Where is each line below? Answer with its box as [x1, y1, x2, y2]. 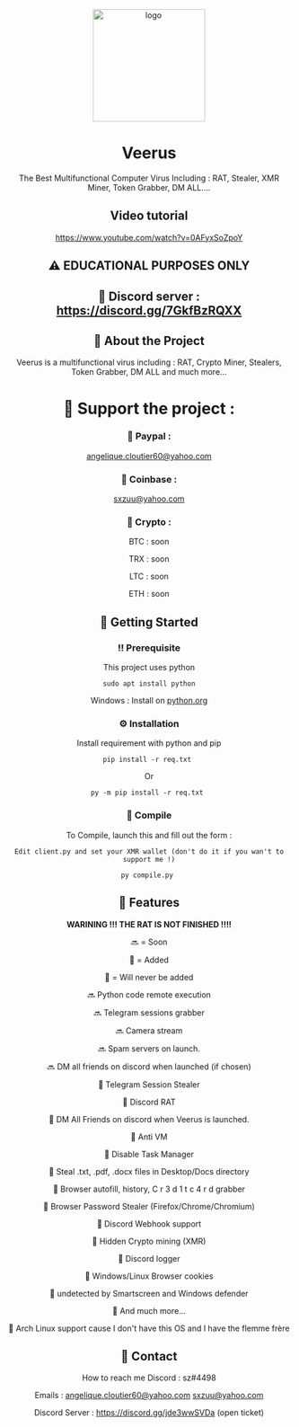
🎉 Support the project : [63, 398, 235, 419]
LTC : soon [129, 571, 169, 582]
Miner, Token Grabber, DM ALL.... [87, 182, 211, 192]
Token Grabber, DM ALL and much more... [71, 367, 227, 377]
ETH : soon [128, 589, 171, 599]
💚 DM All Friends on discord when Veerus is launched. [48, 1113, 250, 1124]
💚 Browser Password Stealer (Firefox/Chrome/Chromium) [42, 1201, 256, 1211]
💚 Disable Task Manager [104, 1148, 194, 1159]
